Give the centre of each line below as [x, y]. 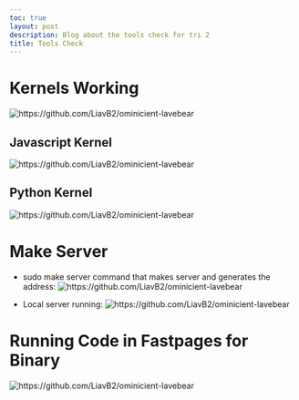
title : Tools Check [46, 43]
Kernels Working [74, 88]
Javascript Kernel [61, 142]
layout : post [34, 26]
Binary [35, 360]
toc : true [28, 18]
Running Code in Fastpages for [129, 340]
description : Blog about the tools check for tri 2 [109, 35]
